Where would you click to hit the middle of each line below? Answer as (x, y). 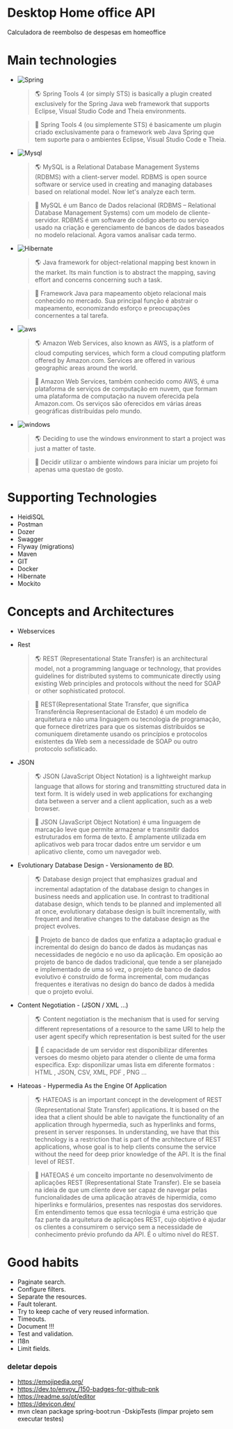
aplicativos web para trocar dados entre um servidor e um (118, 844)
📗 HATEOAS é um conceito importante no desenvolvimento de (124, 1175)
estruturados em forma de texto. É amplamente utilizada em (120, 837)
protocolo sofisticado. (66, 748)
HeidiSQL (31, 517)
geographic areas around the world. (86, 368)
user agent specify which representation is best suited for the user (130, 1036)
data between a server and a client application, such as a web (123, 801)
